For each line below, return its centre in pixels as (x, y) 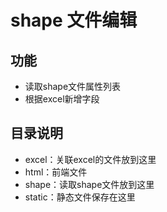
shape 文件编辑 (74, 20)
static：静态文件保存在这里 (80, 197)
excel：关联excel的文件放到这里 (90, 159)
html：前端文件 (56, 172)
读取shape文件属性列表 (73, 86)
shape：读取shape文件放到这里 (89, 184)
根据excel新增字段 (62, 99)
